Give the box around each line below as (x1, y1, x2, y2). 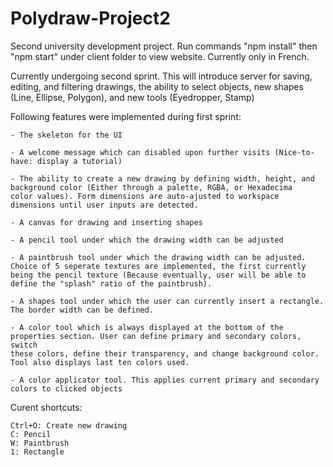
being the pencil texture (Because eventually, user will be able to (10, 270, 307, 280)
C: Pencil (10, 429, 52, 439)
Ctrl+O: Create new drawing (10, 420, 128, 431)
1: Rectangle (10, 447, 65, 457)
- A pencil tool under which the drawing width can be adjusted (10, 235, 284, 245)
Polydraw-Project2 (10, 7, 171, 30)
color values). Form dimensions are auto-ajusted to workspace (10, 191, 280, 201)
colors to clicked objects (10, 383, 123, 394)
